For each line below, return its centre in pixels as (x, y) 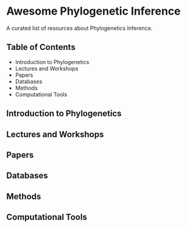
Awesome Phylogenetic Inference (94, 11)
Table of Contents (41, 47)
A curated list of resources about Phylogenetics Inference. (79, 28)
